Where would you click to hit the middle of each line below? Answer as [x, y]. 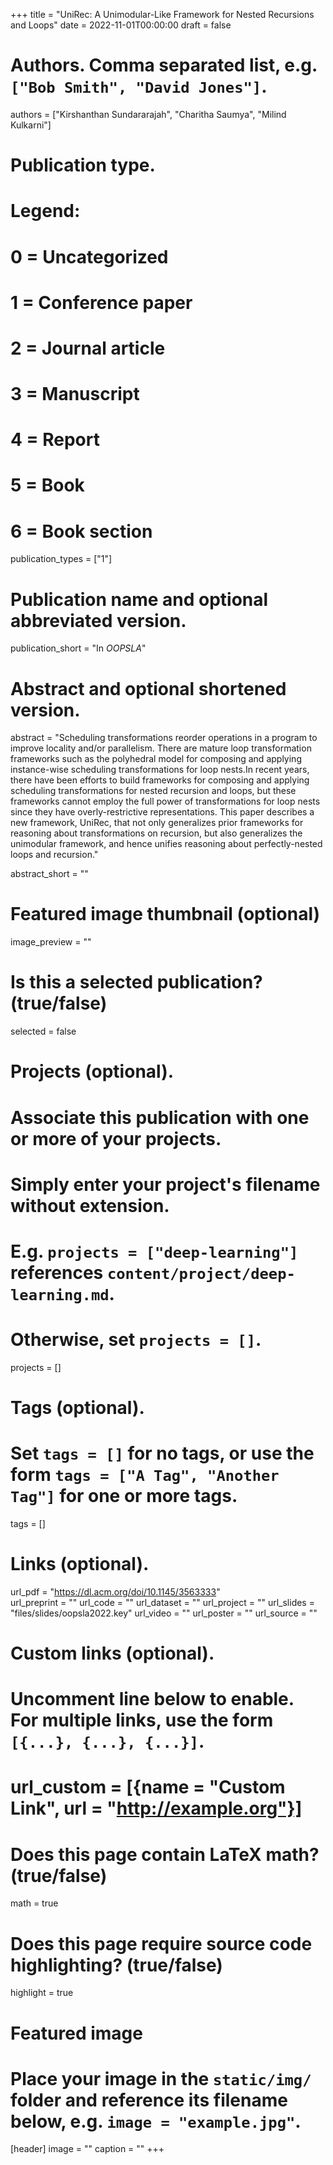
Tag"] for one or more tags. [124, 1496]
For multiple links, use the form [142, 1720]
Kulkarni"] [31, 125]
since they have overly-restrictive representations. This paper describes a [162, 812]
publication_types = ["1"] [61, 559]
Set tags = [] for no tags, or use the [162, 1453]
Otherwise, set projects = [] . [136, 1340]
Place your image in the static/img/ [161, 2078]
